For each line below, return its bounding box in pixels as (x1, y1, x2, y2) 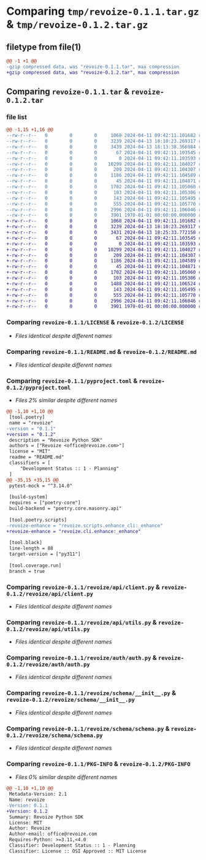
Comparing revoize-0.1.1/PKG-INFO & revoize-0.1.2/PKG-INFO (6, 759, 191, 768)
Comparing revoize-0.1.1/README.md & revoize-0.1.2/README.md (6, 347, 197, 356)
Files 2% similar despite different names (15, 397, 118, 404)
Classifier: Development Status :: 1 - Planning (9, 842, 136, 849)
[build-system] (9, 494, 48, 501)
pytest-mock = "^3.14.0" (9, 483, 72, 489)
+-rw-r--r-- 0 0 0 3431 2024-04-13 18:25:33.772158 (6, 229, 196, 236)
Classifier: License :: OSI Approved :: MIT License (9, 848, 147, 854)
